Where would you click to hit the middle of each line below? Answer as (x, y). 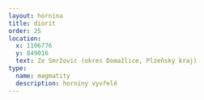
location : (25, 38)
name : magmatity (43, 76)
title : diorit (32, 23)
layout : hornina (36, 16)
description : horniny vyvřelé (66, 83)
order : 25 (25, 31)
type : (17, 69)
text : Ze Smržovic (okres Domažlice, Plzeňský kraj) (106, 61)
